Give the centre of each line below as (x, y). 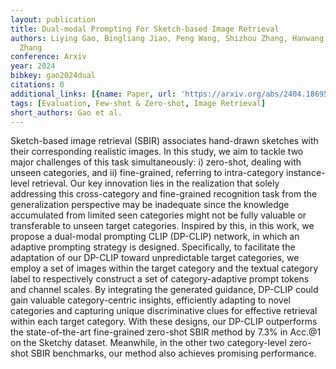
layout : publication (53, 19)
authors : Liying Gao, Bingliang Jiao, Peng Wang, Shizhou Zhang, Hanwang (167, 38)
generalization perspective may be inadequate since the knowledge (150, 205)
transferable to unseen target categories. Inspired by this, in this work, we (162, 226)
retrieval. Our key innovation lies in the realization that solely (155, 183)
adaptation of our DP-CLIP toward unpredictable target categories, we (155, 258)
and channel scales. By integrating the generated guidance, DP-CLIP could (164, 290)
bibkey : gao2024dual (53, 76)
